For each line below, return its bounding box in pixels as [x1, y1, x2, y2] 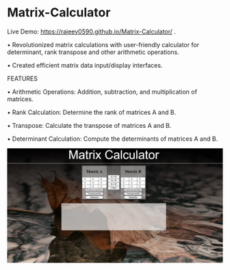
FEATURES [7, 74, 38, 83]
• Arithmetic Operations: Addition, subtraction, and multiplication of [7, 87, 197, 96]
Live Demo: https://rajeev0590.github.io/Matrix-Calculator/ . [7, 27, 177, 36]
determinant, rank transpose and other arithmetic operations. [7, 48, 179, 56]
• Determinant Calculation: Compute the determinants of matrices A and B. [7, 135, 218, 143]
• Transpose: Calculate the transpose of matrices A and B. [7, 121, 172, 129]
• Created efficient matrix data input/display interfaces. [7, 61, 163, 69]
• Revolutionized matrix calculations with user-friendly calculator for [7, 40, 200, 49]
